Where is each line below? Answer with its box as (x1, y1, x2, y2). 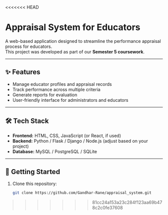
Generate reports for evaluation (12, 92, 77, 98)
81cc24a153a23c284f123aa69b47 (92, 200, 162, 206)
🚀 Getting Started (5, 167, 60, 176)
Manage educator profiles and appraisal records (12, 81, 112, 87)
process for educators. (5, 43, 52, 49)
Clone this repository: (12, 181, 57, 187)
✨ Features (5, 68, 40, 76)
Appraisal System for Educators (5, 22, 141, 33)
